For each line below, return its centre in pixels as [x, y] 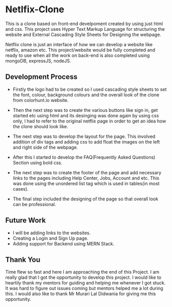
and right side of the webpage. [45, 147]
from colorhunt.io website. [41, 100]
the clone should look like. [40, 126]
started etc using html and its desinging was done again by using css [86, 115]
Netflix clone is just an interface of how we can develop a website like [79, 44]
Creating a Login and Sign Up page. [51, 238]
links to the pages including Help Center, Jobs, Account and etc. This [86, 178]
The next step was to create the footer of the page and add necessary [87, 172]
